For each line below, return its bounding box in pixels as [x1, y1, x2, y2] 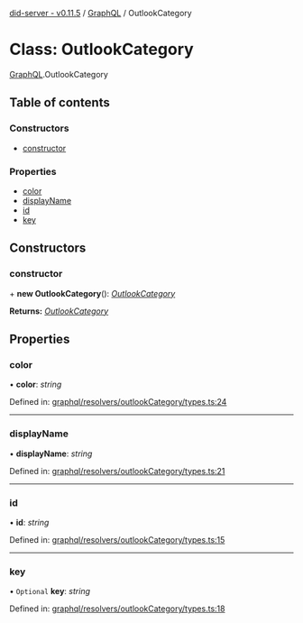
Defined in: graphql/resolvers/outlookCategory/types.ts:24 [9, 397, 227, 408]
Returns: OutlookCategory [9, 306, 109, 316]
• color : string [9, 379, 62, 390]
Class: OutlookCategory [9, 40, 194, 60]
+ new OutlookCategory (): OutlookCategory [9, 288, 176, 298]
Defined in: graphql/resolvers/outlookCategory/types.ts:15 [9, 534, 225, 545]
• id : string [9, 517, 50, 527]
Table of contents [9, 95, 110, 111]
